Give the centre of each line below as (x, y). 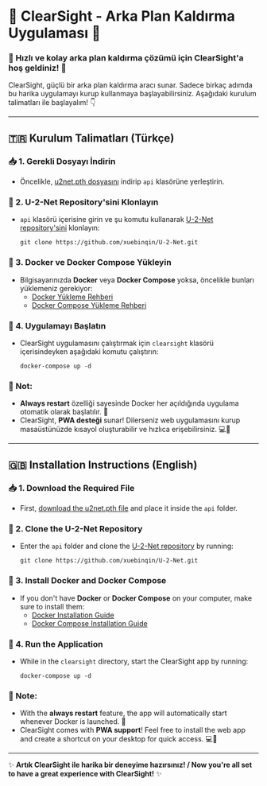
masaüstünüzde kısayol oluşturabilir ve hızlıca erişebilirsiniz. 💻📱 (125, 430)
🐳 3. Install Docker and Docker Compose (87, 581)
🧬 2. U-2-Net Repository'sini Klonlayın (83, 202)
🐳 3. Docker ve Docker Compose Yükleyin (90, 263)
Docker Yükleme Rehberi (72, 297)
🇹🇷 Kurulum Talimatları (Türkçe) (91, 138)
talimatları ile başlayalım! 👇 (52, 103)
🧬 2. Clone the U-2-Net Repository (75, 528)
